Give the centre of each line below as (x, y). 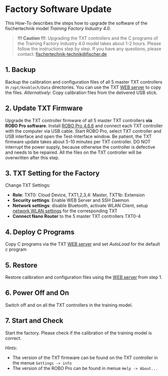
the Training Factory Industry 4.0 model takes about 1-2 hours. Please (89, 43)
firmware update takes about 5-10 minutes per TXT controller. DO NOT (78, 142)
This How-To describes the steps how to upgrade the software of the (76, 23)
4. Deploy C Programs (40, 232)
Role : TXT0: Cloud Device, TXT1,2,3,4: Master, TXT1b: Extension (78, 195)
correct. (13, 338)
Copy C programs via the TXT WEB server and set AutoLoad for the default (82, 244)
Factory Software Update (58, 9)
